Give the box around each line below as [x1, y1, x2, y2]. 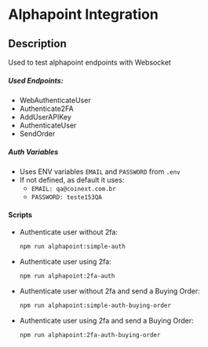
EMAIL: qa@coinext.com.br [31, 185, 116, 193]
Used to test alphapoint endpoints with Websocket [8, 57, 171, 67]
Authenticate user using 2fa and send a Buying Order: [19, 316, 194, 325]
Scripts [8, 210, 33, 220]
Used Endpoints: [8, 76, 64, 85]
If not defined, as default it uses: [19, 175, 125, 184]
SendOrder [19, 128, 56, 138]
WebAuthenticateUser [19, 95, 92, 105]
